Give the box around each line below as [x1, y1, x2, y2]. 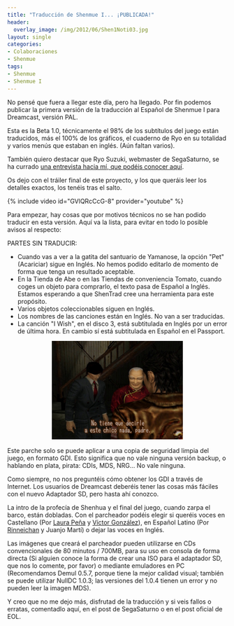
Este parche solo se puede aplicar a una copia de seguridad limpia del [7, 446, 210, 454]
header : [7, 18, 30, 26]
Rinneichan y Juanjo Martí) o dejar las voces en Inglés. [7, 525, 165, 534]
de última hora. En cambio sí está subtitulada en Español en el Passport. [17, 326, 225, 335]
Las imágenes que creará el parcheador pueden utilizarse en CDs [7, 539, 196, 548]
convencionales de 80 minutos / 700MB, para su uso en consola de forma [7, 546, 220, 555]
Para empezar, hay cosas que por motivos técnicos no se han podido [7, 210, 206, 218]
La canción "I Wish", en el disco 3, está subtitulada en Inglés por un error [17, 319, 228, 328]
